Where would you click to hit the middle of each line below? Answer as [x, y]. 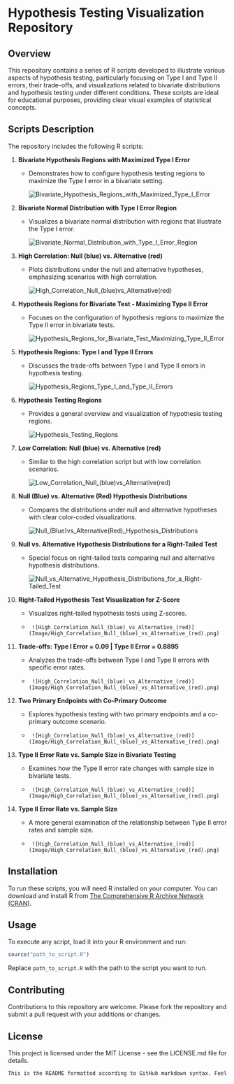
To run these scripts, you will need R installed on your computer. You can [113, 888]
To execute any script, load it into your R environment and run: [97, 942]
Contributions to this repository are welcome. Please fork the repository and [117, 1007]
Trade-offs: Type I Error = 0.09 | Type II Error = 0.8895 [98, 646]
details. [19, 1060]
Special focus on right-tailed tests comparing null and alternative [122, 558]
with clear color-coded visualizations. [82, 517]
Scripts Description [51, 130]
